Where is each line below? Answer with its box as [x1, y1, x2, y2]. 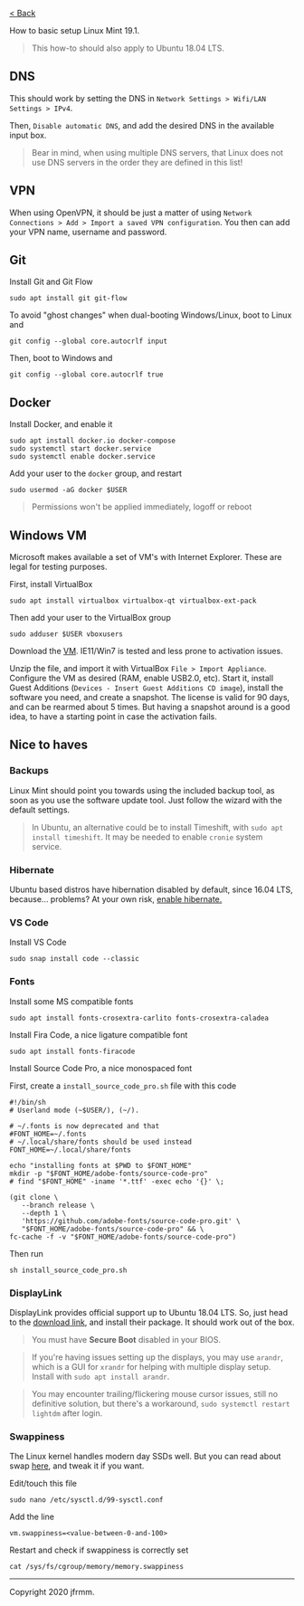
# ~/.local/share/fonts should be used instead [9, 1137, 193, 1146]
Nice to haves [9, 737, 89, 753]
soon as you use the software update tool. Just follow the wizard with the [9, 794, 282, 805]
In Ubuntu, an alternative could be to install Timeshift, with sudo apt [31, 822, 283, 832]
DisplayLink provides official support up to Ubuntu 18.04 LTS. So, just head [9, 1307, 289, 1317]
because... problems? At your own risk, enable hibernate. [9, 894, 223, 905]
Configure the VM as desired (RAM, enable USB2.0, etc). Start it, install [9, 673, 274, 684]
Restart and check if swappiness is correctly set [9, 1544, 189, 1555]
